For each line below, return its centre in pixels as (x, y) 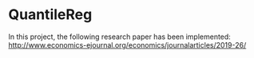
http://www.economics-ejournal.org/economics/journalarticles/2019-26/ (127, 44)
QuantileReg (50, 15)
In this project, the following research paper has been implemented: (120, 37)
